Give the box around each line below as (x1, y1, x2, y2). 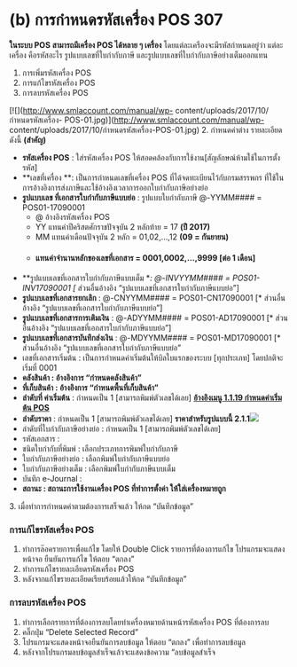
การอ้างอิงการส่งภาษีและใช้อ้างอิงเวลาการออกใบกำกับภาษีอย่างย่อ (21, 182, 208, 192)
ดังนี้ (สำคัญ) (9, 134, 47, 145)
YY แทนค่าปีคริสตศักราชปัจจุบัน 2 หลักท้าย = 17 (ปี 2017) (35, 221, 211, 231)
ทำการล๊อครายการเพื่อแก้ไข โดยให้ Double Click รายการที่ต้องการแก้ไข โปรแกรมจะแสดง (21, 544, 285, 554)
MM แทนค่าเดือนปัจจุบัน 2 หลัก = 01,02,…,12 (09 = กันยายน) (35, 231, 229, 242)
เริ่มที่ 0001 (21, 363, 58, 373)
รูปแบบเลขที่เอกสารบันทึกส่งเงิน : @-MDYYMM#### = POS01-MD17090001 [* (21, 333, 281, 343)
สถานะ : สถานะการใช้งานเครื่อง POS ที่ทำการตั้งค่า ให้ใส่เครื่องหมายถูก (21, 483, 226, 494)
